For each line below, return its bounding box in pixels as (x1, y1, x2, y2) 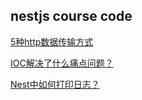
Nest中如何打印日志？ (10, 78, 100, 90)
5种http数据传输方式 (10, 35, 94, 48)
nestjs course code (10, 8, 133, 25)
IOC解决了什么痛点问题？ (10, 57, 114, 69)
